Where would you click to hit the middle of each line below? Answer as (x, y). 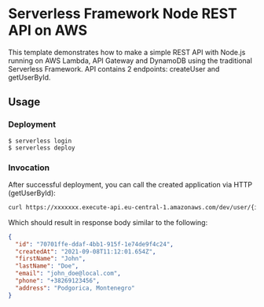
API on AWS (48, 30)
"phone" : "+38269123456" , (58, 281)
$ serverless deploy (42, 148)
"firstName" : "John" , (51, 259)
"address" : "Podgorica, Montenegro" (75, 288)
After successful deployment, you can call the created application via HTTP (130, 184)
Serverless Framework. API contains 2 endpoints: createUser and (114, 68)
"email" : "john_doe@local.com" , (68, 274)
